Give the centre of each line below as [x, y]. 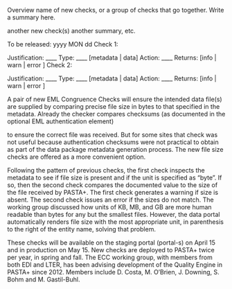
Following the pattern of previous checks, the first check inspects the [106, 170]
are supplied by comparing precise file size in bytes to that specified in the [114, 106]
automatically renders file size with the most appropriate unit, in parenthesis [115, 222]
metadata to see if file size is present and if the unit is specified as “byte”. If [115, 177]
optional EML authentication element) [61, 121]
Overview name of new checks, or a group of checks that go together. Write [116, 10]
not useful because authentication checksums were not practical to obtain [113, 142]
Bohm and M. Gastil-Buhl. [44, 279]
